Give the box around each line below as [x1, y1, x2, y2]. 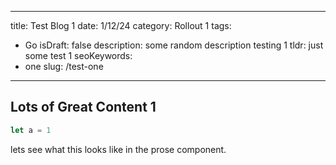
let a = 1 [10, 125, 52, 135]
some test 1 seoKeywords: [24, 50, 133, 61]
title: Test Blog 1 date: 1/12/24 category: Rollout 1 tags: [10, 20, 232, 31]
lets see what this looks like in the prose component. [10, 143, 227, 155]
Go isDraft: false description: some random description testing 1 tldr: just [24, 39, 324, 51]
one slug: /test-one [24, 61, 104, 72]
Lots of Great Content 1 [10, 99, 157, 116]
